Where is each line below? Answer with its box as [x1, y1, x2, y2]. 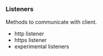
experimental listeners [14, 43, 69, 50]
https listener [14, 37, 47, 44]
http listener [14, 30, 44, 37]
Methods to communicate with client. [5, 19, 97, 26]
